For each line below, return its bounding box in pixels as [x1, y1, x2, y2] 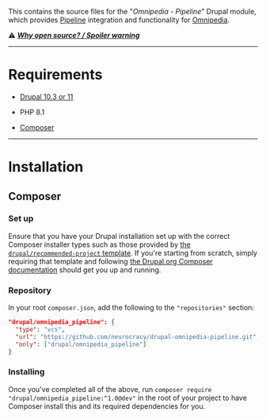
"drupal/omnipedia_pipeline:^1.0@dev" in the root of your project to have [8, 393, 248, 402]
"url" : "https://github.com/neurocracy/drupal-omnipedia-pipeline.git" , [15, 333, 260, 340]
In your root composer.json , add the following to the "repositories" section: [8, 303, 255, 313]
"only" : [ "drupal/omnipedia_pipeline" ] [15, 340, 147, 348]
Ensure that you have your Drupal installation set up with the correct [8, 231, 230, 240]
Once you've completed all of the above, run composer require [8, 384, 212, 394]
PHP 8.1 [19, 107, 45, 117]
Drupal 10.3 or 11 [19, 91, 74, 102]
